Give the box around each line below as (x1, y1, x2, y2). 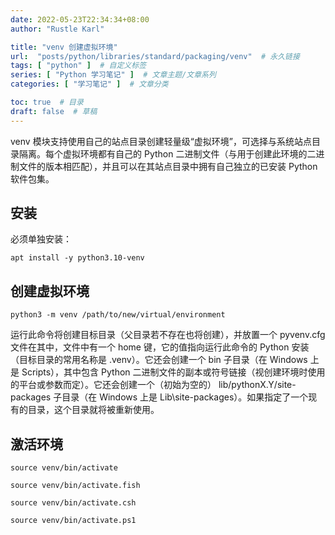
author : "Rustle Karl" (10, 24, 105, 34)
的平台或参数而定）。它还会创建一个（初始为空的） (10, 379, 217, 391)
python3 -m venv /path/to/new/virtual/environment (10, 310, 226, 320)
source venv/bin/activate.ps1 (10, 516, 137, 526)
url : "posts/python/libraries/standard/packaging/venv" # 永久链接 (10, 51, 300, 61)
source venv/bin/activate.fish (10, 481, 141, 491)
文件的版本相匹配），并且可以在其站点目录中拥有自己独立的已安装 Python (18, 160, 318, 172)
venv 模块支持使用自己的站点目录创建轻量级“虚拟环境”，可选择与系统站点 (10, 135, 312, 147)
